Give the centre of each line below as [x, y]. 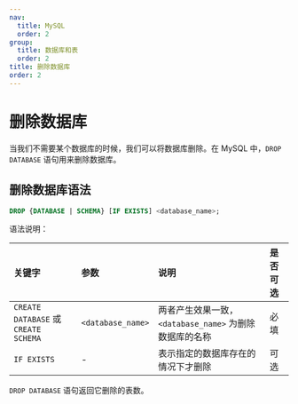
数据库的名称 [185, 337]
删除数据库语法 [50, 190]
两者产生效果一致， [198, 310]
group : [21, 42]
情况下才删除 [185, 367]
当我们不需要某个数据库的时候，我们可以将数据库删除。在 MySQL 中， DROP [145, 148]
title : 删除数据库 [40, 67]
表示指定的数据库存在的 [207, 353]
